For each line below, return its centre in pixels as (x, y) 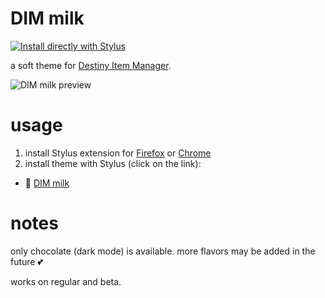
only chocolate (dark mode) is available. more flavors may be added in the (163, 251)
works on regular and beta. (66, 281)
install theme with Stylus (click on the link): (113, 163)
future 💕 (26, 261)
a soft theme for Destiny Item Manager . (91, 65)
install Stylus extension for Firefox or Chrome (118, 153)
